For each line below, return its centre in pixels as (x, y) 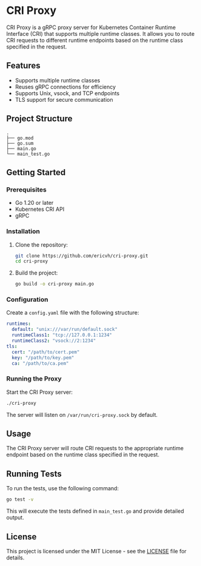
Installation (23, 231)
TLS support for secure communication (64, 99)
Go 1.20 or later (34, 203)
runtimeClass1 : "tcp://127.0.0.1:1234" (62, 335)
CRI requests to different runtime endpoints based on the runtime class (95, 40)
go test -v (20, 500)
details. (15, 558)
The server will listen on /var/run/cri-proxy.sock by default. (82, 415)
